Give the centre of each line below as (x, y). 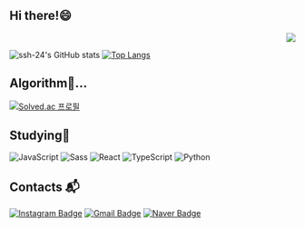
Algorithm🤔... (49, 83)
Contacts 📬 (44, 187)
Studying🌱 (40, 136)
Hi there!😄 (41, 16)
